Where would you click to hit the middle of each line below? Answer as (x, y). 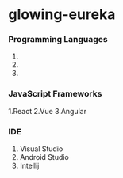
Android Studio (44, 157)
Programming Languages (58, 40)
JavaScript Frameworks (55, 94)
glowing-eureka (62, 15)
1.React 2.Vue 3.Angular (48, 111)
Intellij (29, 166)
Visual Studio (41, 149)
